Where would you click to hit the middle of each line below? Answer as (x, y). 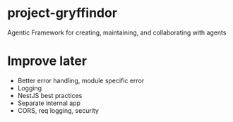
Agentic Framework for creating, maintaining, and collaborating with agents (117, 32)
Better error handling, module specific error (81, 80)
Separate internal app (49, 103)
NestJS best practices (50, 95)
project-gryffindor (62, 13)
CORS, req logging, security (58, 110)
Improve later (47, 61)
